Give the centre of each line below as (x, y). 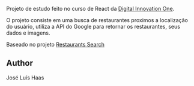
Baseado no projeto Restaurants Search (56, 44)
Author (20, 63)
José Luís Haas (25, 78)
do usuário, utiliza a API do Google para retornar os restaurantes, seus (93, 27)
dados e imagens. (28, 33)
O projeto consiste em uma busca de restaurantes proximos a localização (97, 20)
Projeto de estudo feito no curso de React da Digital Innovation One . (90, 9)
